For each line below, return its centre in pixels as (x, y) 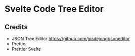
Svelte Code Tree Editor (54, 9)
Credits (16, 27)
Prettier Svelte (26, 49)
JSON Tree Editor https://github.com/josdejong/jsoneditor (71, 38)
